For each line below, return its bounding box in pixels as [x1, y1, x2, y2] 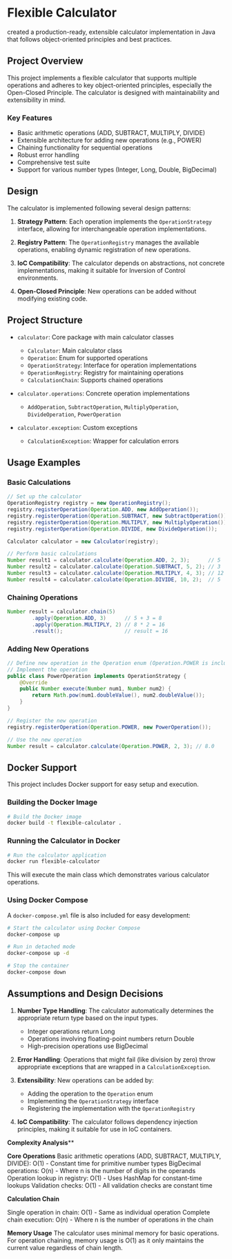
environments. [17, 274, 59, 282]
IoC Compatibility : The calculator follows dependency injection [17, 1117, 198, 1126]
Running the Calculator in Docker [7, 836, 121, 846]
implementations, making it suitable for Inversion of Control [17, 266, 186, 274]
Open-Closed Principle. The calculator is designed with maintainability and [7, 88, 220, 96]
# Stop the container [7, 963, 70, 970]
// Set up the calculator [7, 493, 81, 500]
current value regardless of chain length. [7, 1243, 123, 1251]
